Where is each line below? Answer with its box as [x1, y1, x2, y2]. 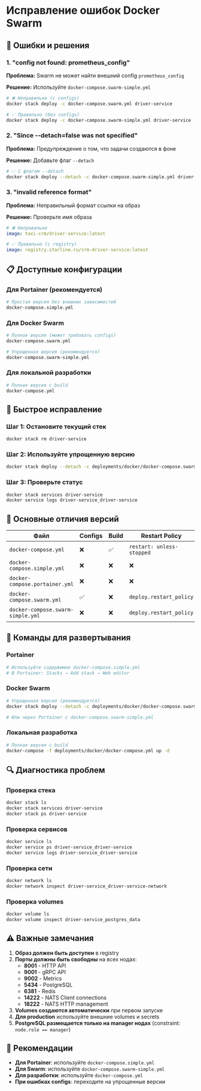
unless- [156, 543, 178, 550]
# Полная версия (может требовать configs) [6, 332, 117, 338]
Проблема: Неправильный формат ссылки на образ [6, 202, 141, 209]
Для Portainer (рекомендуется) [6, 285, 103, 294]
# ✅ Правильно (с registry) [6, 241, 78, 247]
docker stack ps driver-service [6, 811, 87, 817]
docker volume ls [6, 911, 50, 917]
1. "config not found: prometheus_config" [6, 58, 130, 67]
